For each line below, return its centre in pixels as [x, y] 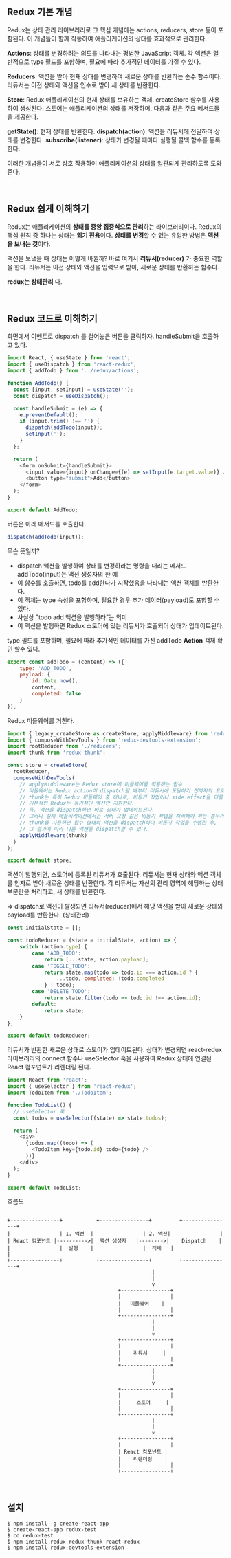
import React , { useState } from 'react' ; [69, 358]
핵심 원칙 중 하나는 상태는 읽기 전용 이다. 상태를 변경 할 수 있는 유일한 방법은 [107, 235]
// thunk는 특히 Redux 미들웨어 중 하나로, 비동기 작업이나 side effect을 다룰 [121, 797]
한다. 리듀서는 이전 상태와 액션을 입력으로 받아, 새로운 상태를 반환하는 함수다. [117, 267]
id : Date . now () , [55, 681]
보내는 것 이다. [32, 244]
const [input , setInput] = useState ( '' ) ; [74, 390]
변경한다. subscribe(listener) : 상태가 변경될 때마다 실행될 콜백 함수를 [114, 140]
